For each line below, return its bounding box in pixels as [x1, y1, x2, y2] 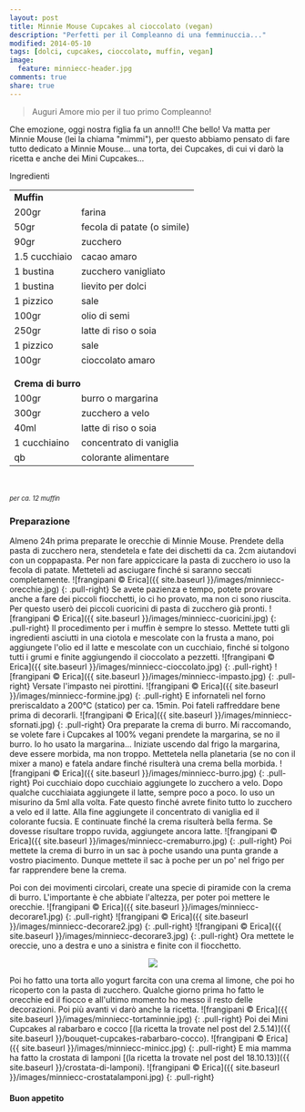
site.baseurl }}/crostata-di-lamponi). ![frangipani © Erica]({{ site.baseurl [9, 1062, 280, 1073]
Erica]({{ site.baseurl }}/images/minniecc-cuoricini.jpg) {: [62, 612, 277, 624]
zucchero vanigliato [81, 265, 166, 278]
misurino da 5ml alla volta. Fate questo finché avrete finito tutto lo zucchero [9, 796, 293, 807]
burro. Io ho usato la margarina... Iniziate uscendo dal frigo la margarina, [9, 739, 280, 750]
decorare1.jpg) [9, 911, 64, 922]
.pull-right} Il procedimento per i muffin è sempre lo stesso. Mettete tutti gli [9, 622, 290, 633]
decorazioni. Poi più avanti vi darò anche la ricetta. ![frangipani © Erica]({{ [9, 1004, 289, 1015]
